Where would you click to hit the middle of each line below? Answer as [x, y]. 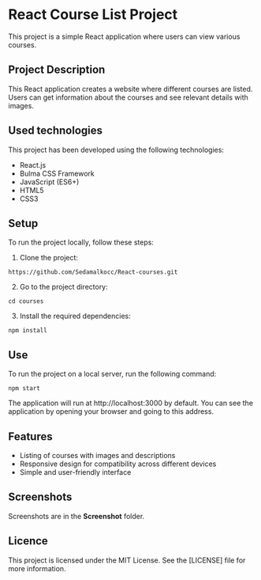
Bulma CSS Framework [57, 173]
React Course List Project [93, 15]
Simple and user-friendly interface [75, 472]
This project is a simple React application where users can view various [124, 36]
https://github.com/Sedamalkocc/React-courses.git [93, 272]
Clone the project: [49, 258]
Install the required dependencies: [75, 316]
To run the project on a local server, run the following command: [112, 374]
